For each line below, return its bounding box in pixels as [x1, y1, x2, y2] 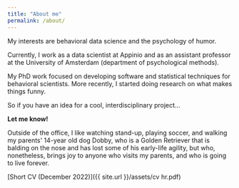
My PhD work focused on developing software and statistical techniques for [7, 72, 230, 80]
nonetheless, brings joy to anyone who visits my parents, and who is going [7, 151, 227, 160]
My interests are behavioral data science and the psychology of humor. [7, 36, 217, 45]
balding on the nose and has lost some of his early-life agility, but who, [7, 143, 215, 152]
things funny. [7, 87, 46, 95]
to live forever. [7, 158, 50, 167]
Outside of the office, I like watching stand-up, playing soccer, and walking [7, 128, 228, 137]
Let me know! [7, 115, 49, 123]
